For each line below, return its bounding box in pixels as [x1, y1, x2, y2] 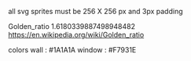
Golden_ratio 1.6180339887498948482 [8, 22, 136, 30]
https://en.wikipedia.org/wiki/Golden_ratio [8, 30, 145, 39]
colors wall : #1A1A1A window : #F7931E [8, 45, 137, 54]
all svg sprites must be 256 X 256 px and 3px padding [8, 7, 183, 16]
